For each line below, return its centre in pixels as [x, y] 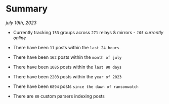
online [19, 38]
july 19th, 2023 [21, 23]
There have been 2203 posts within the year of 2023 [67, 76]
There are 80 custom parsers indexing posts [59, 96]
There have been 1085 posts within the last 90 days [67, 67]
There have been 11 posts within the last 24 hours [66, 47]
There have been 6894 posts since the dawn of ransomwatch [76, 86]
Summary [27, 9]
